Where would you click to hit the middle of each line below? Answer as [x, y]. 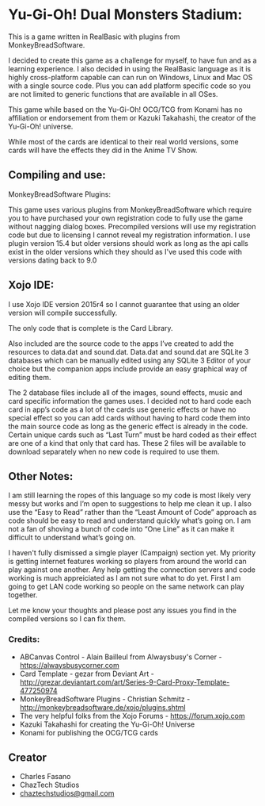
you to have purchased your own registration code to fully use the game [126, 218]
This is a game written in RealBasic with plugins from [94, 36]
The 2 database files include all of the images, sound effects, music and [125, 392]
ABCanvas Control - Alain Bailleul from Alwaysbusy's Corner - [121, 657]
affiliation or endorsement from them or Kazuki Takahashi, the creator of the [132, 117]
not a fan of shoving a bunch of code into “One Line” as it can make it [121, 529]
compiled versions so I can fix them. [67, 619]
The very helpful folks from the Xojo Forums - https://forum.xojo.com [132, 716]
